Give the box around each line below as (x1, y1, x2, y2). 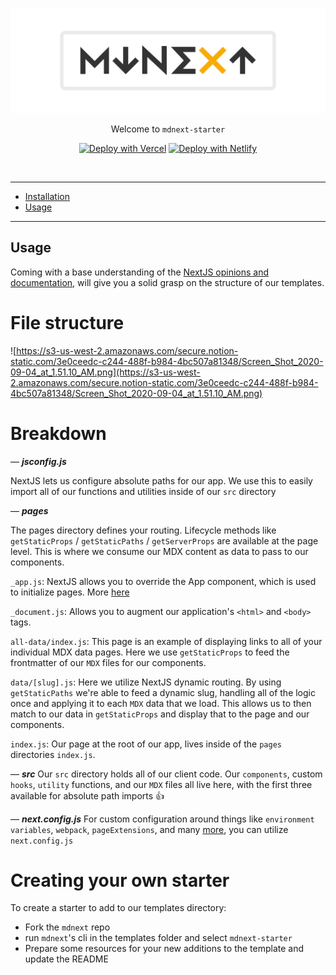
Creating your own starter (10, 869, 230, 892)
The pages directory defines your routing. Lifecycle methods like (10, 524, 277, 536)
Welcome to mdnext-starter (110, 123, 226, 135)
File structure (10, 311, 125, 334)
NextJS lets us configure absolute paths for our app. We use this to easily (10, 474, 313, 487)
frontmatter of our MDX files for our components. (10, 656, 207, 668)
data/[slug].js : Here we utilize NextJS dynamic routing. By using (10, 676, 282, 688)
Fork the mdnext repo (24, 921, 111, 933)
